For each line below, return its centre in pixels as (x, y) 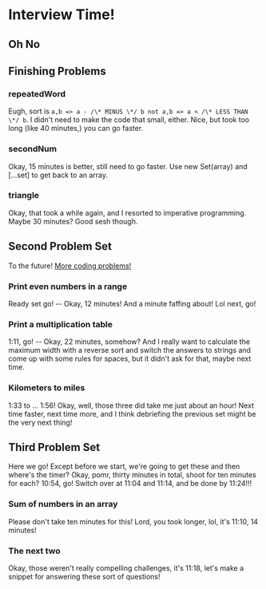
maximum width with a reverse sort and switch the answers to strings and (130, 350)
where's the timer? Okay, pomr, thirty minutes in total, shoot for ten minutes (133, 475)
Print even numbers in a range (68, 287)
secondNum (33, 149)
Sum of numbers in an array (63, 504)
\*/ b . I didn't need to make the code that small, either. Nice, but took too (129, 120)
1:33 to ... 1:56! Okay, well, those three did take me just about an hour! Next (131, 405)
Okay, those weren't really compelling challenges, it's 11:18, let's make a (126, 567)
